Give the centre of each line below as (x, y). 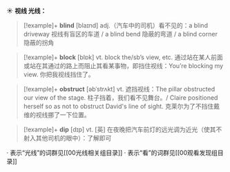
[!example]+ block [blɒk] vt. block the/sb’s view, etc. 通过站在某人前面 (123, 57)
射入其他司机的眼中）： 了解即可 (67, 138)
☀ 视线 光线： (27, 11)
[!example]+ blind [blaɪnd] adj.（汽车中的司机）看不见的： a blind (116, 25)
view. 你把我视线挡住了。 (59, 74)
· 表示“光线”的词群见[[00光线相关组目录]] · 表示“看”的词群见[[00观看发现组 (112, 153)
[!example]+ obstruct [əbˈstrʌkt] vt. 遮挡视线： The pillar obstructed (119, 89)
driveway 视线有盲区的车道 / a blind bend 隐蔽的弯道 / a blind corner (121, 34)
